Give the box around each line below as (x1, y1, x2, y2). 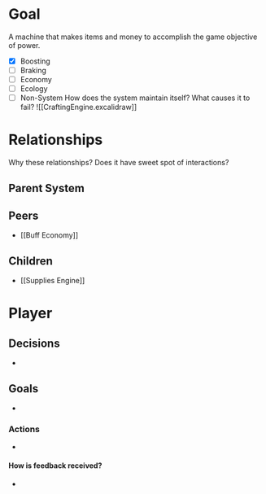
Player (8, 304, 53, 322)
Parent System (8, 181, 85, 195)
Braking (20, 66, 47, 75)
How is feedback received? (8, 461, 102, 470)
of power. (8, 40, 41, 50)
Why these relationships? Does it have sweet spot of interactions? (8, 158, 229, 168)
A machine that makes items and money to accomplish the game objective (8, 32, 258, 42)
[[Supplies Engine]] (20, 276, 85, 286)
